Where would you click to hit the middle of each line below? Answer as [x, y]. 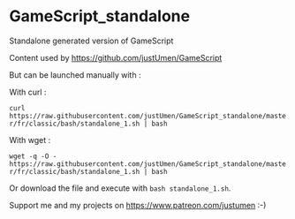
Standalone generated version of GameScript [91, 41]
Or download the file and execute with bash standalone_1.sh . [120, 188]
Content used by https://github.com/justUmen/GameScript [116, 57]
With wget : [30, 140]
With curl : [28, 92]
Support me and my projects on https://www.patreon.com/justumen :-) [138, 205]
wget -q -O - [33, 156]
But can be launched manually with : [75, 75]
